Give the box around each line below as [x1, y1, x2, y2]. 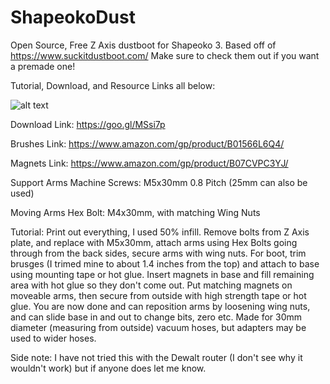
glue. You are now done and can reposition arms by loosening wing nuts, [10, 300, 311, 312]
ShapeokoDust [10, 6, 136, 29]
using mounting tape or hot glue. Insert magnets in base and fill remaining [10, 268, 315, 280]
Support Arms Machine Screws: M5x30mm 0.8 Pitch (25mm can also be [10, 176, 308, 188]
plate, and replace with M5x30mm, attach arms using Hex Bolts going [10, 236, 298, 248]
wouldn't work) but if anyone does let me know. [10, 362, 207, 374]
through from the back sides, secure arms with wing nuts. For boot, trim [10, 247, 307, 259]
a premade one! [10, 60, 76, 72]
